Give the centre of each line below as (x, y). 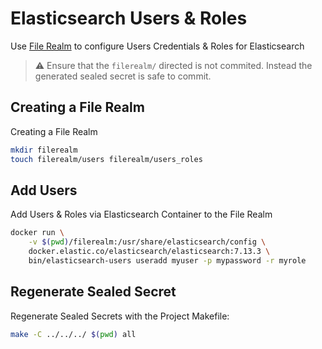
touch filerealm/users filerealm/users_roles (106, 159)
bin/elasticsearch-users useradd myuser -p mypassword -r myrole (167, 260)
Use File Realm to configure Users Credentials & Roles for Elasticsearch (157, 46)
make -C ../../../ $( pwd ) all (73, 334)
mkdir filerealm (44, 150)
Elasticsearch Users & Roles (129, 18)
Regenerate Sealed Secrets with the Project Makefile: (120, 316)
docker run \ (37, 233)
